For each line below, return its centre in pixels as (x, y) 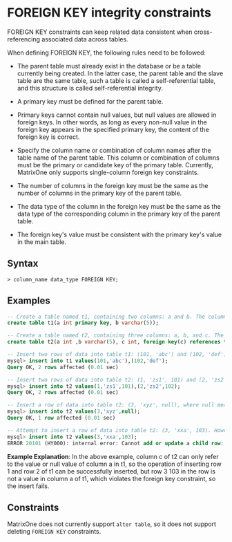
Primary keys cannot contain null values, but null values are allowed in (117, 115)
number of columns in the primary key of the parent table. (99, 193)
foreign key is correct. (48, 137)
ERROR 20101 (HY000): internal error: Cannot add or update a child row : (116, 443)
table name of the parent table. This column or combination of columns (118, 158)
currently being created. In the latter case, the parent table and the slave (120, 73)
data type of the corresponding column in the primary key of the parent (119, 214)
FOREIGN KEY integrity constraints (109, 13)
